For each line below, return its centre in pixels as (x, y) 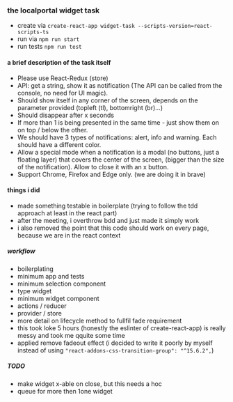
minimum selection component (62, 284)
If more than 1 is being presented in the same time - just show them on (118, 122)
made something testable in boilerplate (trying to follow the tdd (107, 206)
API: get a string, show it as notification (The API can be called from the (120, 85)
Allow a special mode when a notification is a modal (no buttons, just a (118, 152)
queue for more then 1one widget (65, 391)
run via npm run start (48, 39)
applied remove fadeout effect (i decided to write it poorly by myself (115, 343)
